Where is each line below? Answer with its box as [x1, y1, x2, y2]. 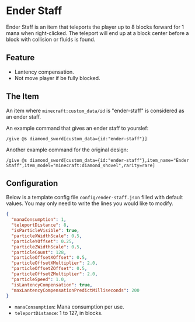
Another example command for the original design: [6, 146, 128, 153]
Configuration [6, 178, 58, 188]
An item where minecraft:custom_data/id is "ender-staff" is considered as [6, 107, 185, 114]
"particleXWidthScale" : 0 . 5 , [11, 233, 82, 239]
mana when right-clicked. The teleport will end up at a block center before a [6, 29, 189, 36]
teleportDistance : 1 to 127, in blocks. [14, 310, 103, 317]
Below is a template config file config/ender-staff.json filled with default [6, 194, 183, 201]
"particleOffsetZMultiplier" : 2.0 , [11, 271, 98, 277]
